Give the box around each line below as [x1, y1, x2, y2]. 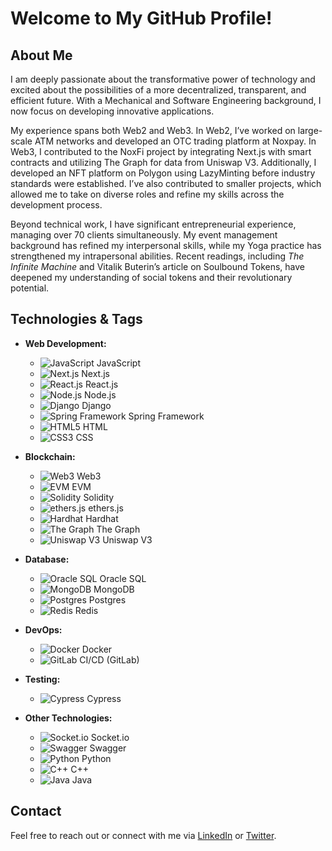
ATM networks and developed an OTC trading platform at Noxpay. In [34, 135, 317, 147]
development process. [10, 199, 103, 211]
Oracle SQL [99, 572, 147, 584]
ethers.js [88, 502, 124, 514]
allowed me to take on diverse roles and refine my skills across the [10, 188, 285, 200]
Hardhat [85, 512, 119, 524]
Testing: [24, 673, 61, 685]
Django [81, 399, 112, 411]
